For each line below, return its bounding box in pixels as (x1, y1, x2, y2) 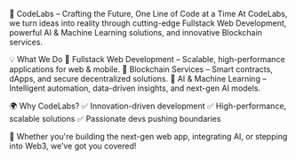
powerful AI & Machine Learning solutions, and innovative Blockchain (9, 28, 262, 37)
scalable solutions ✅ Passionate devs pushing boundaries (9, 114, 221, 124)
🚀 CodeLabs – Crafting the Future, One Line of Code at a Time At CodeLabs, (9, 9, 288, 19)
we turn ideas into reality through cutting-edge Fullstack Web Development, (9, 18, 287, 28)
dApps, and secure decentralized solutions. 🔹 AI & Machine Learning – (9, 74, 267, 84)
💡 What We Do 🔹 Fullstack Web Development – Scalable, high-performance (9, 54, 286, 64)
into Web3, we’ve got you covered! (9, 140, 137, 151)
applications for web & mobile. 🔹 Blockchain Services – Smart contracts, (9, 64, 273, 75)
